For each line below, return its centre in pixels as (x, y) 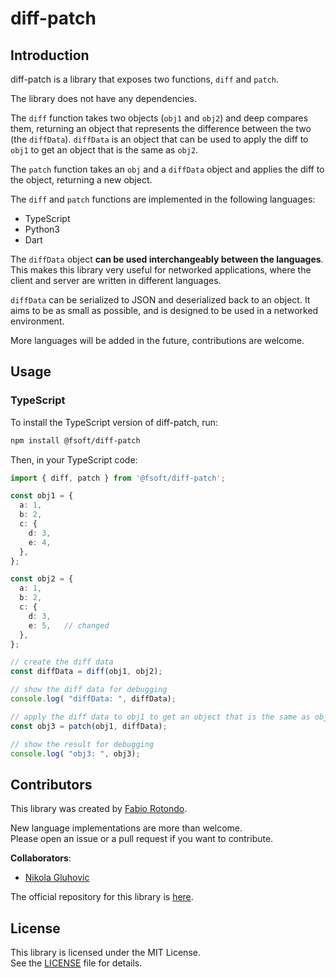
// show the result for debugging (82, 744)
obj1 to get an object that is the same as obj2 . (104, 150)
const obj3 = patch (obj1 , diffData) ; (89, 726)
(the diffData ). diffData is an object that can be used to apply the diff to (159, 139)
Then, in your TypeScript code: (74, 459)
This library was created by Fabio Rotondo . (99, 809)
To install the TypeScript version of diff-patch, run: (114, 422)
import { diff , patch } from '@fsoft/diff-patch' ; (118, 478)
